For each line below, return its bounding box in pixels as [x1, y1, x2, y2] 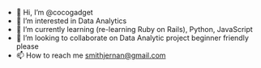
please [15, 42, 39, 51]
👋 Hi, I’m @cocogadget [15, 8, 93, 17]
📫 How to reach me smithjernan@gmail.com [15, 50, 166, 60]
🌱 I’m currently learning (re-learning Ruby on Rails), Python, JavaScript [15, 25, 253, 34]
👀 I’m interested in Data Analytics [15, 16, 127, 26]
